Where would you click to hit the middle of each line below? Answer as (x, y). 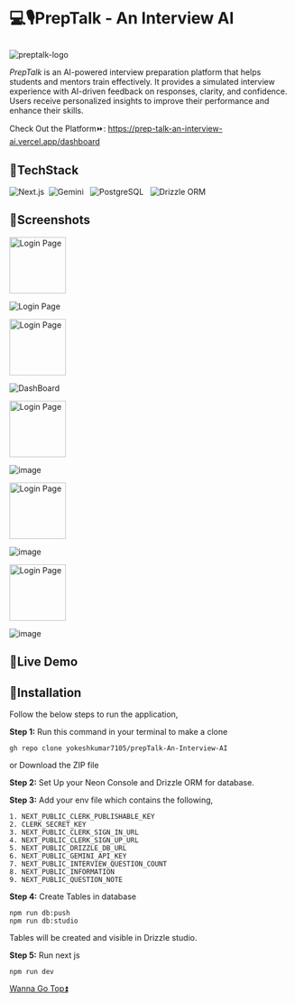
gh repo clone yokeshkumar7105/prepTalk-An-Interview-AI (119, 748)
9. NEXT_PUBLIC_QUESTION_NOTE (66, 880)
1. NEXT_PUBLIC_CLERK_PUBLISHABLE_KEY (82, 817)
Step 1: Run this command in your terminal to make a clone (119, 732)
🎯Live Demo (44, 662)
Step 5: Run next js (45, 955)
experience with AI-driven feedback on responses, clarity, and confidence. (148, 91)
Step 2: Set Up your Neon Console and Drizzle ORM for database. (132, 783)
